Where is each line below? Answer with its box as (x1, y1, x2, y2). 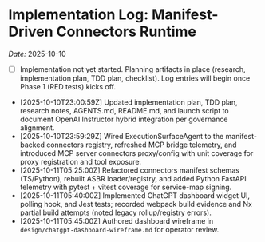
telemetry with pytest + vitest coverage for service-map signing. (19, 182, 232, 192)
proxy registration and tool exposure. (19, 157, 142, 166)
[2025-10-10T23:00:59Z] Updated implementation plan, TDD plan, (19, 97, 238, 107)
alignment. (19, 123, 55, 133)
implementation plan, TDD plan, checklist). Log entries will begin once (19, 73, 251, 83)
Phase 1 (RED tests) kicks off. (19, 82, 116, 91)
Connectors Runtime (56, 22, 197, 41)
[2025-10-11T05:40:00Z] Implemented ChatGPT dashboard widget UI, (19, 191, 250, 200)
